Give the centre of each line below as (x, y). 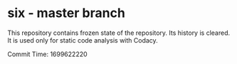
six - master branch (67, 13)
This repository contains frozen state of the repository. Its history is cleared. (118, 33)
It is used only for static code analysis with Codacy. (83, 40)
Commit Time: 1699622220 (47, 54)
